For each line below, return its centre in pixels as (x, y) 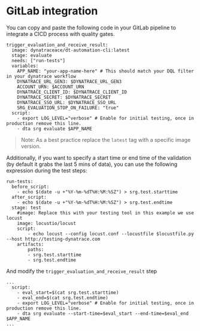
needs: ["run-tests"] (39, 60)
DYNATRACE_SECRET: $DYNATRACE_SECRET (64, 97)
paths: (36, 250)
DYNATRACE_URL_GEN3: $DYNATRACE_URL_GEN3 (69, 81)
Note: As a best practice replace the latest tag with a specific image (106, 139)
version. (31, 146)
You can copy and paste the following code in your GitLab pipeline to (91, 28)
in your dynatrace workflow (41, 76)
